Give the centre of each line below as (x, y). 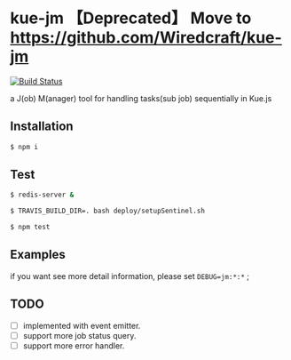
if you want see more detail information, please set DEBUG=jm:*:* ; (130, 276)
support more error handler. (74, 345)
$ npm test (30, 228)
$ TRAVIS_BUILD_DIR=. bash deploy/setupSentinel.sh (107, 211)
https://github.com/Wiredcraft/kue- (146, 38)
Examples (38, 255)
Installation (42, 127)
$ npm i (24, 147)
